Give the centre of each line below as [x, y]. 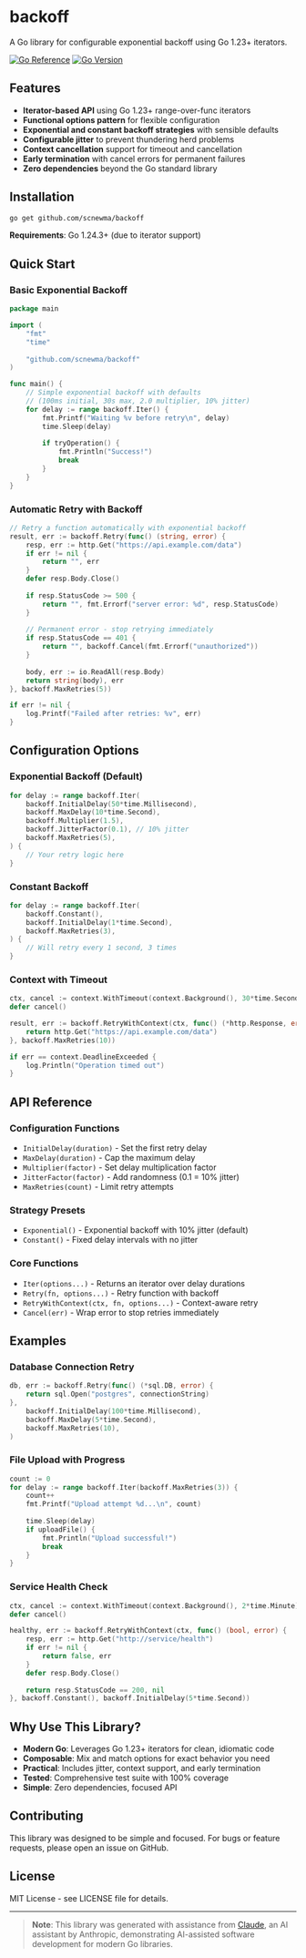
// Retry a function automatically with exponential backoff [128, 528]
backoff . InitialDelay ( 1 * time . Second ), [99, 922]
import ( [26, 325]
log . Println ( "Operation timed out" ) [96, 1065]
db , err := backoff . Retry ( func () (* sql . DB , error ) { [112, 1386]
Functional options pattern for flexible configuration [121, 119]
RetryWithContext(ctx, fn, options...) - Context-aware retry [140, 1302]
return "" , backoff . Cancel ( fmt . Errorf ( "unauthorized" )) [150, 647]
